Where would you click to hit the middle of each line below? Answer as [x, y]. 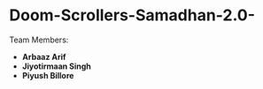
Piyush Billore [48, 75]
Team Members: [39, 40]
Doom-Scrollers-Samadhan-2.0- [132, 15]
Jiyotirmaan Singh [56, 66]
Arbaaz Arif [44, 56]
